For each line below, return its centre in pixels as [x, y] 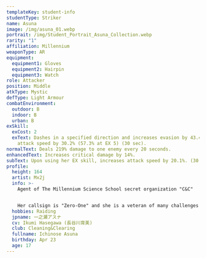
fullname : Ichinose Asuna [45, 234]
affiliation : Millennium [38, 47]
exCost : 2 [24, 132]
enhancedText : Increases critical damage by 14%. [71, 155]
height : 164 [27, 172]
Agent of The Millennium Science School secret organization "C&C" [105, 189]
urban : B [23, 120]
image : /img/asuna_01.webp [41, 29]
